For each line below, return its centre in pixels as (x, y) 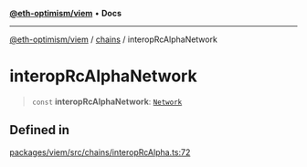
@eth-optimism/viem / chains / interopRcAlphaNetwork (113, 39)
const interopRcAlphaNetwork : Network (107, 101)
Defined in (40, 130)
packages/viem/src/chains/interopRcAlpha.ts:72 (100, 152)
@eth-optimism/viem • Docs (65, 13)
